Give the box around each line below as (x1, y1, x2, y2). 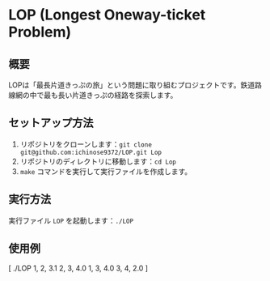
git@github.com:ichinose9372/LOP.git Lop (19, 148, 162, 156)
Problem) (8, 23, 72, 41)
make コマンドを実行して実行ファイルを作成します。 (19, 166, 192, 176)
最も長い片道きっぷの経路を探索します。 (43, 91, 178, 100)
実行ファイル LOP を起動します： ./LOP (8, 215, 134, 225)
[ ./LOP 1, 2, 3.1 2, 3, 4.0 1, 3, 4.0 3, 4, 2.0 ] (8, 263, 148, 273)
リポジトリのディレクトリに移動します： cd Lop (19, 156, 176, 166)
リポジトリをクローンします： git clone (19, 139, 152, 149)
